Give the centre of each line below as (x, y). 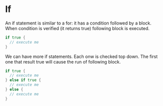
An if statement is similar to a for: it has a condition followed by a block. (79, 23)
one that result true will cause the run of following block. (63, 61)
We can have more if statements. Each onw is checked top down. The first (81, 56)
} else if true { (23, 80)
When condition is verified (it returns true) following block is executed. (77, 28)
